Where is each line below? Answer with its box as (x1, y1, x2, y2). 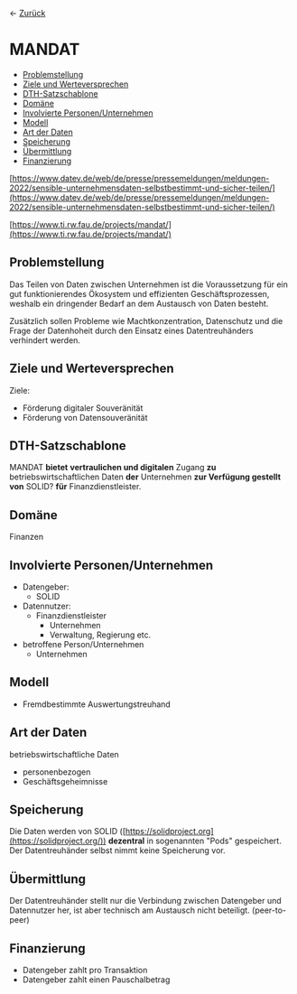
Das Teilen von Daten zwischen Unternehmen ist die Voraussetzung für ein (9, 279, 289, 290)
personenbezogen (22, 766, 91, 777)
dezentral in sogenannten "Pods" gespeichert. (107, 835, 282, 847)
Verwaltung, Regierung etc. (49, 629, 152, 640)
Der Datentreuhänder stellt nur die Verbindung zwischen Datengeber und (9, 896, 282, 906)
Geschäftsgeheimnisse (22, 776, 108, 786)
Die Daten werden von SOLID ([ (9, 826, 126, 837)
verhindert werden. (9, 334, 81, 346)
